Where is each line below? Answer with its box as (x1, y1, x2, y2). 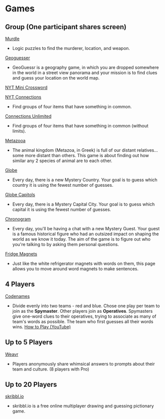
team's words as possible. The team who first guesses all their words (12, 318, 154, 324)
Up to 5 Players (5, 338, 53, 346)
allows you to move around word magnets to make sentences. (12, 266, 139, 272)
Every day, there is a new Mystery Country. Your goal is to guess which (12, 177, 158, 183)
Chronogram (5, 216, 31, 222)
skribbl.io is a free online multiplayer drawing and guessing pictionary (12, 403, 154, 409)
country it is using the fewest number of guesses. (12, 182, 114, 188)
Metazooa (5, 138, 26, 143)
